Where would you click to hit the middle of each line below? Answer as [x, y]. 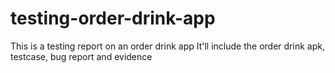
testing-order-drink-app [113, 18]
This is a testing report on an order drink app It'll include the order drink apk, [167, 46]
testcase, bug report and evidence [81, 56]
